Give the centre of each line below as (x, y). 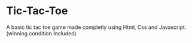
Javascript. (173, 27)
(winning (17, 33)
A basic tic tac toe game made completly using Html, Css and (82, 27)
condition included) (53, 33)
